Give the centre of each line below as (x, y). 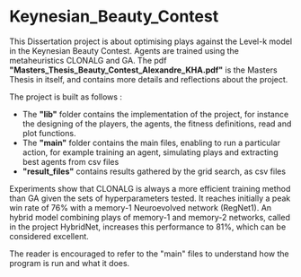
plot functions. (49, 133)
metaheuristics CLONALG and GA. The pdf (88, 60)
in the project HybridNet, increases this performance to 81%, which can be (148, 227)
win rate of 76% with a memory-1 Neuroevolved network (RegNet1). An (141, 207)
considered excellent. (49, 236)
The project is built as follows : (66, 97)
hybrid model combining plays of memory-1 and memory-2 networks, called (150, 217)
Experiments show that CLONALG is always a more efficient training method (150, 188)
